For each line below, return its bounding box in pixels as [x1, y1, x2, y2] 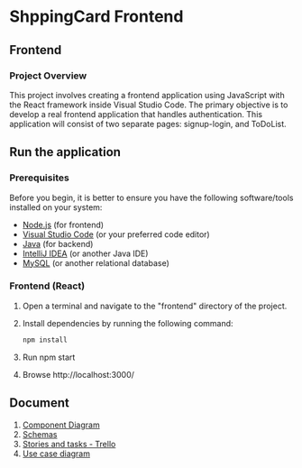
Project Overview [9, 69, 87, 82]
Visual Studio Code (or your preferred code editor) [22, 228, 210, 240]
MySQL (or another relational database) [22, 257, 169, 268]
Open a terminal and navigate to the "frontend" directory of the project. [22, 300, 288, 311]
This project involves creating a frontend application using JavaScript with [9, 89, 286, 100]
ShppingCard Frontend [9, 6, 184, 27]
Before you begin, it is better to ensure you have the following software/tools [9, 192, 294, 203]
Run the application [9, 144, 122, 160]
